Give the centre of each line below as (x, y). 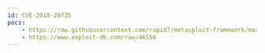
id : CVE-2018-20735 (40, 15)
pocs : (16, 23)
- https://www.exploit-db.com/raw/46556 (89, 37)
